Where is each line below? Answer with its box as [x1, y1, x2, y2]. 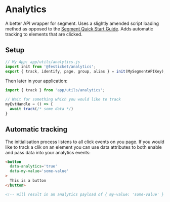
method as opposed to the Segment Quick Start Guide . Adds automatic [5, 25, 153, 31]
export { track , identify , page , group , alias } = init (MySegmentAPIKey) [5, 69, 164, 74]
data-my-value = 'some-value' [10, 169, 69, 174]
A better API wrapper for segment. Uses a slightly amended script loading [5, 20, 159, 26]
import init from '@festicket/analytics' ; [5, 64, 96, 69]
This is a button [10, 178, 47, 183]
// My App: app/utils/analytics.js [5, 59, 80, 64]
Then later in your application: [5, 78, 68, 84]
